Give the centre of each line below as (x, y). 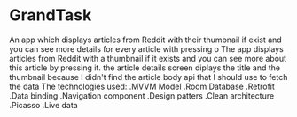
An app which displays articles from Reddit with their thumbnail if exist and (145, 40)
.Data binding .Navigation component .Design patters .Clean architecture (142, 95)
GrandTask (51, 15)
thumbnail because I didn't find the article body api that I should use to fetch (148, 77)
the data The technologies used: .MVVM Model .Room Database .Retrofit (142, 86)
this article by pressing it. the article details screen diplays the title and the (145, 68)
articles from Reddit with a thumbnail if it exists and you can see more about (148, 58)
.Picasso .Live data (43, 105)
